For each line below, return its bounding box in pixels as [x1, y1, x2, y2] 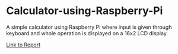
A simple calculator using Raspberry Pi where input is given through [6, 23, 172, 31]
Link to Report [6, 41, 40, 48]
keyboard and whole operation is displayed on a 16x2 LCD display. [6, 29, 168, 36]
